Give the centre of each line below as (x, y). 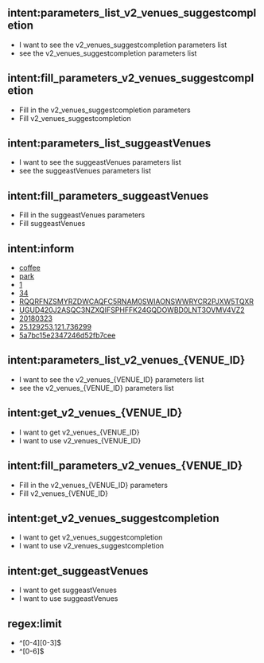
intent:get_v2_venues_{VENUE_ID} (95, 413)
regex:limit (35, 624)
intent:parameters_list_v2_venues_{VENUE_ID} (126, 360)
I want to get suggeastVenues (68, 590)
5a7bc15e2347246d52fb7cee (67, 335)
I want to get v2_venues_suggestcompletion (91, 537)
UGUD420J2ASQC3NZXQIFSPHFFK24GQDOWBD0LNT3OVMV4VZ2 (132, 310)
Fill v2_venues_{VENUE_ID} (64, 493)
